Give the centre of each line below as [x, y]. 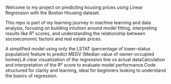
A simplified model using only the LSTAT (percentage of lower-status [78, 49]
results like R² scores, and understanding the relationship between [76, 33]
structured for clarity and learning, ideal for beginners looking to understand [86, 70]
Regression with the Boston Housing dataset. [53, 13]
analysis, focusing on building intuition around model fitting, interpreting [81, 28]
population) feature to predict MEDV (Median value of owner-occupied [80, 54]
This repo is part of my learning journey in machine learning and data [78, 23]
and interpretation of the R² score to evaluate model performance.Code [81, 65]
